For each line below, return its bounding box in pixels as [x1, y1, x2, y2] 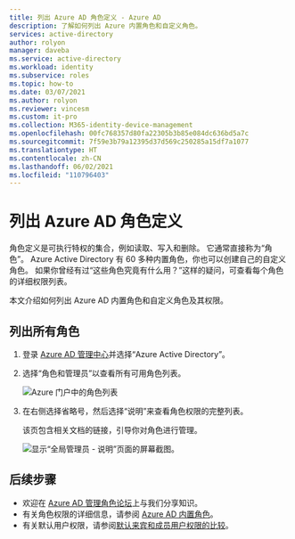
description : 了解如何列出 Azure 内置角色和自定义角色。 [9, 21, 202, 30]
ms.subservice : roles [9, 71, 90, 80]
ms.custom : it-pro [9, 112, 78, 121]
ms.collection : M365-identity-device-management [9, 121, 193, 130]
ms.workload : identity [9, 63, 94, 72]
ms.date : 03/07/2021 [9, 87, 86, 96]
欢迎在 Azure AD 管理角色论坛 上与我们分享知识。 [21, 497, 203, 508]
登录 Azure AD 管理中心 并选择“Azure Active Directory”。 [21, 349, 230, 359]
